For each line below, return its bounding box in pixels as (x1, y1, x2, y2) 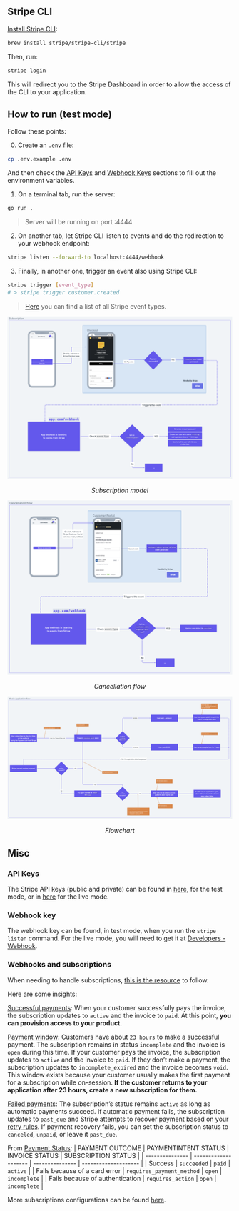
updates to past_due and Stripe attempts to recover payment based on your (7, 1115, 229, 1123)
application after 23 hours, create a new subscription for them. (7, 1085, 198, 1094)
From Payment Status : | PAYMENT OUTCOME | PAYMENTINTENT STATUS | (7, 1143, 230, 1152)
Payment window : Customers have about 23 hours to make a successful (7, 1032, 220, 1041)
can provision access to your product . (7, 1018, 123, 1027)
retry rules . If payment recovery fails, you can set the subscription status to (7, 1122, 229, 1131)
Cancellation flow (93, 682, 146, 690)
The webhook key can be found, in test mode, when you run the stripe (7, 927, 216, 935)
